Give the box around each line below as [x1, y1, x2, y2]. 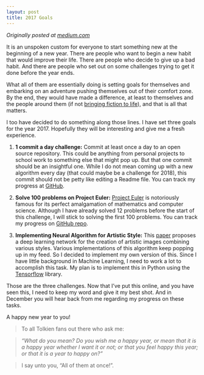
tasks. [6, 301, 22, 309]
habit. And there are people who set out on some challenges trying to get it [6, 62, 195, 70]
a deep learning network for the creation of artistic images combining [15, 238, 190, 245]
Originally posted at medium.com [6, 31, 90, 38]
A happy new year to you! [6, 313, 71, 320]
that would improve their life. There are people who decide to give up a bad [6, 56, 195, 63]
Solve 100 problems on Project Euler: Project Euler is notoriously [15, 194, 180, 201]
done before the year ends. [6, 69, 75, 76]
